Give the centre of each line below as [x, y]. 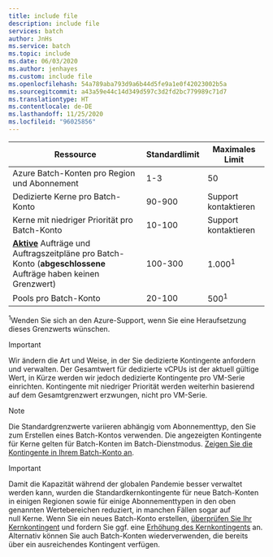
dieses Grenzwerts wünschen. [59, 329]
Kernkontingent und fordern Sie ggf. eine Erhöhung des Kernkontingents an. [136, 527]
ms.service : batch [39, 46]
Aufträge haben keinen [56, 273]
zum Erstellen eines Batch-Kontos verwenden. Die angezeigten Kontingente [135, 435]
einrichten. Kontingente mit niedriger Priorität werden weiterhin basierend [131, 386]
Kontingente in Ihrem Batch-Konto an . [71, 452]
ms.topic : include [39, 54]
